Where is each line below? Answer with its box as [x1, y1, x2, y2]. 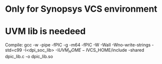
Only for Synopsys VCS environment [5, 3, 158, 15]
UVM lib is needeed [5, 26, 86, 37]
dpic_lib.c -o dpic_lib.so [5, 53, 53, 59]
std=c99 [5, 47, 23, 53]
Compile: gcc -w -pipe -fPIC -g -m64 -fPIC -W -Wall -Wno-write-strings [5, 42, 151, 48]
